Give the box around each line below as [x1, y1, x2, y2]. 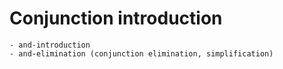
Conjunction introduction [9, 7, 223, 30]
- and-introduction [9, 40, 91, 50]
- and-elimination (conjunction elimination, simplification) [9, 48, 274, 59]
